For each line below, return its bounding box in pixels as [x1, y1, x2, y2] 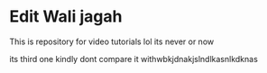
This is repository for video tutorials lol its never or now [9, 36, 215, 47]
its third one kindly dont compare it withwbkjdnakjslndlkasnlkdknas [9, 53, 259, 64]
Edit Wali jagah [9, 6, 123, 27]
